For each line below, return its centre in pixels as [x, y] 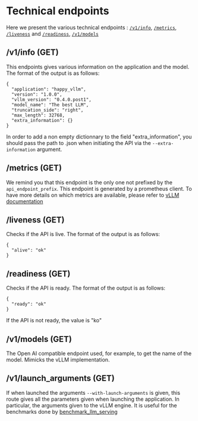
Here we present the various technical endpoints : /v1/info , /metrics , [92, 27]
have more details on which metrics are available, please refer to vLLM [93, 195]
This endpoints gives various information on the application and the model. [98, 67]
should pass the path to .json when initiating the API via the [79, 143]
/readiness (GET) [38, 274]
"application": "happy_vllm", [49, 89]
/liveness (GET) [35, 220]
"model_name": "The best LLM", [50, 105]
